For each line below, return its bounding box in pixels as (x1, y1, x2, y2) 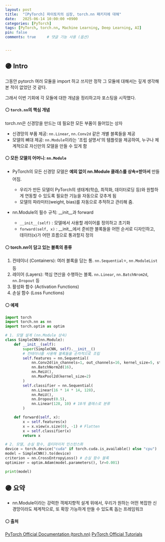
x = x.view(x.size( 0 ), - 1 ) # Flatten (23, 424, 100, 429)
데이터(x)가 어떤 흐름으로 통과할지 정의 (19, 232, 94, 238)
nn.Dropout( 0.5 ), (31, 397, 67, 402)
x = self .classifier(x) (23, 428, 71, 433)
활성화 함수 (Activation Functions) (12, 284, 80, 290)
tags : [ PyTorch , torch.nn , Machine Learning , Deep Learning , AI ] (5, 26, 141, 30)
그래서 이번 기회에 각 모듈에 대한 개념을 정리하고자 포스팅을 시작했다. (5, 94, 136, 101)
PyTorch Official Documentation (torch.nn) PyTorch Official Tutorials (5, 531, 142, 537)
